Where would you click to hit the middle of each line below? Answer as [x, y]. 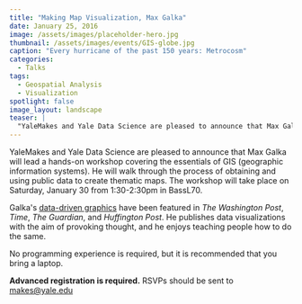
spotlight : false [42, 101]
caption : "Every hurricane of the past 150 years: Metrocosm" [128, 51]
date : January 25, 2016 [54, 26]
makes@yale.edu [41, 290]
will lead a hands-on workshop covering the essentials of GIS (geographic [147, 161]
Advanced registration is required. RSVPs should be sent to [121, 281]
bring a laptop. [36, 263]
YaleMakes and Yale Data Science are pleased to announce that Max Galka [148, 152]
